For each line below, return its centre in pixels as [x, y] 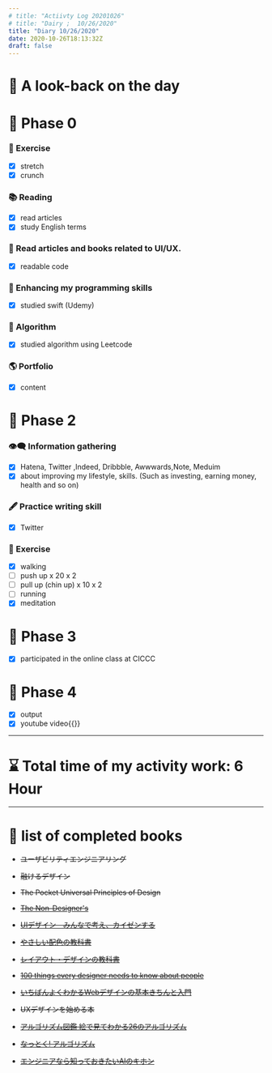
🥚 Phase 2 [42, 420]
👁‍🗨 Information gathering [62, 446]
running [33, 594]
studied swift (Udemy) [57, 305]
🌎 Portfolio [31, 367]
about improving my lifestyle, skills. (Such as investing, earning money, [138, 476]
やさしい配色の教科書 [55, 942]
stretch [32, 166]
